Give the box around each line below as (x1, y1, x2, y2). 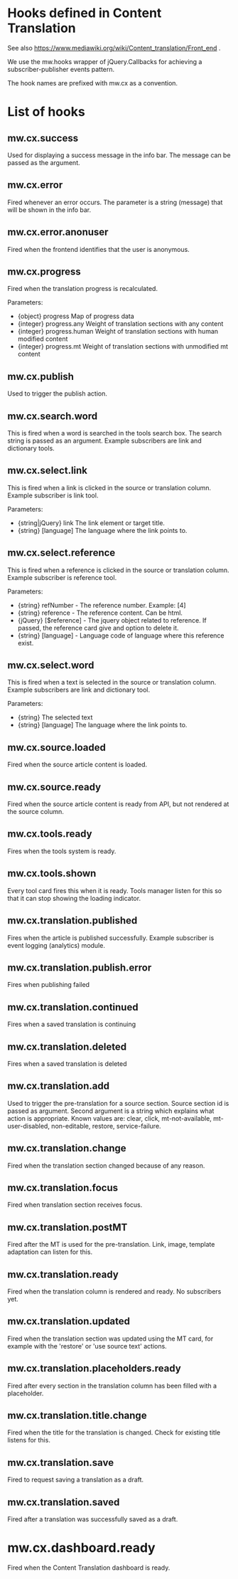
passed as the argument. (7, 158, 80, 167)
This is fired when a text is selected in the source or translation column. (7, 678, 217, 687)
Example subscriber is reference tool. (7, 573, 117, 581)
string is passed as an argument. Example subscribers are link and (7, 436, 202, 445)
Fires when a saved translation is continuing (7, 1020, 136, 1029)
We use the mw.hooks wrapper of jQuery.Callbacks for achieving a (7, 57, 202, 65)
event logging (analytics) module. (7, 941, 105, 949)
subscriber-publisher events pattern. (7, 65, 115, 73)
